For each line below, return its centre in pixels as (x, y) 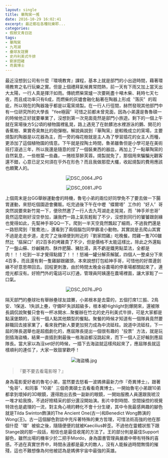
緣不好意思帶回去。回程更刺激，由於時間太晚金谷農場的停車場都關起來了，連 (84, 267)
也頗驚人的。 (18, 168)
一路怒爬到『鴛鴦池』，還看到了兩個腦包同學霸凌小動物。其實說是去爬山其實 (83, 230)
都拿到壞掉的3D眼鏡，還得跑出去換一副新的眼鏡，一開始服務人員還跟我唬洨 (82, 394)
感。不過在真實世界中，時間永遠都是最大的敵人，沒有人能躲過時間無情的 (79, 444)
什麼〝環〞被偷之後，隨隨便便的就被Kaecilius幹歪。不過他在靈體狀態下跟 (84, 425)
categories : (17, 29)
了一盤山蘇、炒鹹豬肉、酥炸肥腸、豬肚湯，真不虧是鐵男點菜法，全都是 (77, 248)
